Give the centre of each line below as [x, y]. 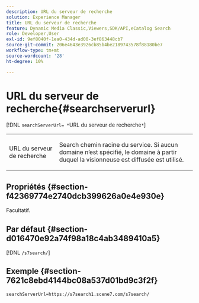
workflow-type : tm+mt [33, 50]
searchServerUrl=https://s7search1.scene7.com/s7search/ [78, 294]
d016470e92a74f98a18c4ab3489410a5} [83, 238]
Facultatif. [18, 210]
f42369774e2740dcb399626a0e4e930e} [85, 196]
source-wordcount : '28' [36, 56]
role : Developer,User [33, 34]
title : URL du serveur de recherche [51, 23]
